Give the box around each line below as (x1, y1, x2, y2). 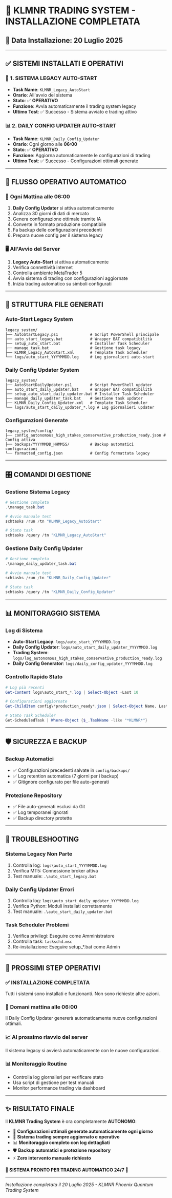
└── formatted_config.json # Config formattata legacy (5, 451, 150, 456)
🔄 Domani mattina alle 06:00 (5, 1003, 78, 1011)
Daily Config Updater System (5, 366, 79, 373)
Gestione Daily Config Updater (5, 545, 83, 552)
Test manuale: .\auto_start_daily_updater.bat (12, 908, 113, 915)
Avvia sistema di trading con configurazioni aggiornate (12, 275, 128, 281)
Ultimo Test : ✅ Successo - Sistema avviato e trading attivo (12, 108, 137, 115)
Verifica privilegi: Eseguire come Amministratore (12, 933, 115, 939)
